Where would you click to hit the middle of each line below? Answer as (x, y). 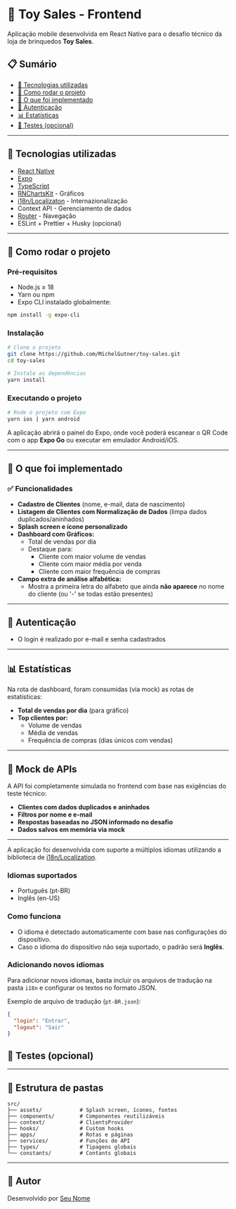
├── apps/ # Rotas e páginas (70, 1134)
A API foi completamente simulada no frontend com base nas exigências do (117, 786)
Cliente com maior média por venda (90, 564)
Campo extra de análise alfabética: (69, 579)
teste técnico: (27, 793)
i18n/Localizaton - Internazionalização (72, 200)
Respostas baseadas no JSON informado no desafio (95, 821)
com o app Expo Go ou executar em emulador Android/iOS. (93, 440)
